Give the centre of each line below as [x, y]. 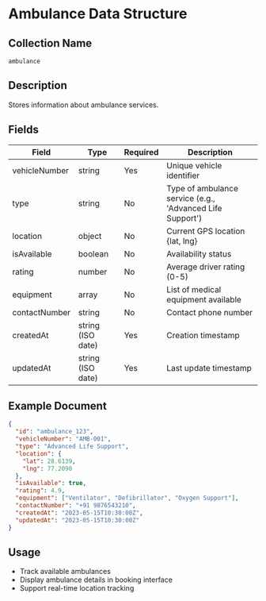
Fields [24, 130]
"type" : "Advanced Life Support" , [72, 447]
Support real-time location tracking [77, 588]
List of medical [194, 289]
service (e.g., [190, 198]
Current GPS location [205, 231]
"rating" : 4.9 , [40, 491]
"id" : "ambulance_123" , [54, 432]
